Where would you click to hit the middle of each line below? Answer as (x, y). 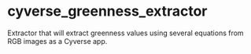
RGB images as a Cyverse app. (57, 41)
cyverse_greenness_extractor (107, 11)
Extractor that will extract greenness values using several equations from (126, 33)
